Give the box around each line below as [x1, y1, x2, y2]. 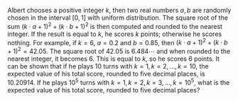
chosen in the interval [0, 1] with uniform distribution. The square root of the [7, 13, 229, 22]
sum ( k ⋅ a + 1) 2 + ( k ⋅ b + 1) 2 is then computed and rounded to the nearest [7, 21, 222, 30]
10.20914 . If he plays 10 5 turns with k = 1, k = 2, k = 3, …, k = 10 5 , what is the [7, 77, 230, 87]
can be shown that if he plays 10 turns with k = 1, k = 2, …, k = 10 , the [7, 61, 209, 70]
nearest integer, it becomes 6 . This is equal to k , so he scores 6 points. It [7, 54, 220, 63]
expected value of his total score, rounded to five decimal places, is [7, 69, 205, 78]
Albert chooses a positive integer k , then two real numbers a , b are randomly [7, 6, 232, 14]
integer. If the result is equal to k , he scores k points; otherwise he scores [7, 30, 222, 38]
